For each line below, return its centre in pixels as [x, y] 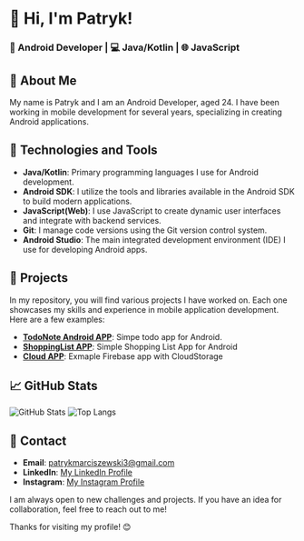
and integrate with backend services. [92, 220]
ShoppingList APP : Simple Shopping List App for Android [130, 346]
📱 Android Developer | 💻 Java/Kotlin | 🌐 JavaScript [125, 47]
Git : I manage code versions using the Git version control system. [145, 230]
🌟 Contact [38, 441]
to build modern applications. [77, 201]
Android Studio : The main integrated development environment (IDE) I [154, 239]
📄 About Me [43, 80]
